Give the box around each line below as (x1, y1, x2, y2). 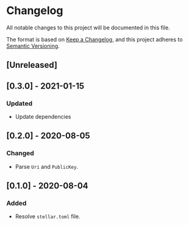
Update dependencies (15, 113, 71, 120)
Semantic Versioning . (6, 42, 60, 50)
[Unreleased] (6, 60, 58, 70)
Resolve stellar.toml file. (15, 213, 80, 220)
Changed (6, 149, 35, 158)
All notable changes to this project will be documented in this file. (6, 24, 171, 31)
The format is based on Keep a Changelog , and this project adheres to (6, 35, 183, 43)
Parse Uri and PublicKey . (15, 163, 78, 170)
